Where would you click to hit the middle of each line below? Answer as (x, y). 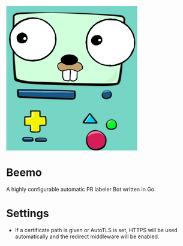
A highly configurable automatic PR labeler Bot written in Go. (81, 189)
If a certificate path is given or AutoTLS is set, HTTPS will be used (96, 230)
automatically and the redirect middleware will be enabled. (87, 236)
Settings (28, 214)
